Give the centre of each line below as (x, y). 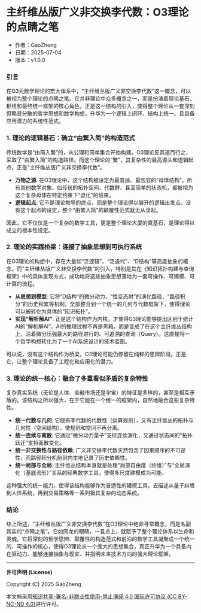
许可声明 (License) (29, 572)
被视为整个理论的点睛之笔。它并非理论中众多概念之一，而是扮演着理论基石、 (100, 99)
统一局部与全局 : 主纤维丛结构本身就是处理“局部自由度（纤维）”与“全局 (100, 465)
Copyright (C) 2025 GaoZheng (44, 584)
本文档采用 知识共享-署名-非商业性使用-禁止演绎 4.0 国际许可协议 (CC (92, 597)
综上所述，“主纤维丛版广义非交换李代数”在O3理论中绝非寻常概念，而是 (93, 524)
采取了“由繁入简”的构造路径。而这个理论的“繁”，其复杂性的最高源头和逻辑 (97, 160)
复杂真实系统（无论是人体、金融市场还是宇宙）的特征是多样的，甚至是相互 (98, 393)
